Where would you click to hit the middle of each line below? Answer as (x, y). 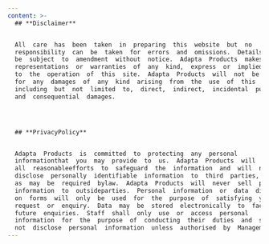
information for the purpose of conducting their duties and (133, 221)
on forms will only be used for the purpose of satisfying (133, 198)
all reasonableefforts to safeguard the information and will (133, 169)
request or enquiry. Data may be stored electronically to (130, 206)
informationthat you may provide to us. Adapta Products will (135, 161)
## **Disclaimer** (46, 23)
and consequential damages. (65, 97)
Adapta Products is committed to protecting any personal (126, 154)
